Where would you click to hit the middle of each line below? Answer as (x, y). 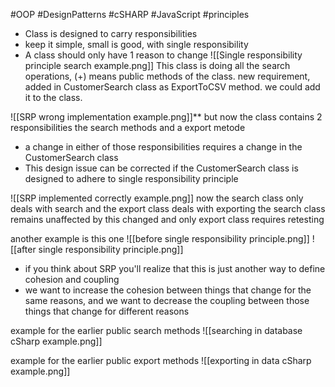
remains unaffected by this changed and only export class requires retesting (167, 219)
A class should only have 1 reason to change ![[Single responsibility (163, 55)
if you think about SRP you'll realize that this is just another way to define (175, 268)
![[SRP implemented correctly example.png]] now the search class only (157, 198)
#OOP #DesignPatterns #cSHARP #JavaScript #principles (130, 14)
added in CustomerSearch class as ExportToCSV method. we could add (172, 87)
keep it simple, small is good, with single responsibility (136, 44)
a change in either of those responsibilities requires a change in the (163, 147)
